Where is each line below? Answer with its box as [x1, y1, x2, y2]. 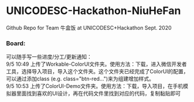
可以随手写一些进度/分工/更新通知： [6, 53, 93, 60]
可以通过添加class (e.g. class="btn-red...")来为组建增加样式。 [6, 75, 154, 83]
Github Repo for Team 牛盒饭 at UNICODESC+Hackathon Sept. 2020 [6, 24, 172, 31]
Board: [6, 39, 26, 47]
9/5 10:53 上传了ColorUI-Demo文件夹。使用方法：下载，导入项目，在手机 [6, 83, 183, 90]
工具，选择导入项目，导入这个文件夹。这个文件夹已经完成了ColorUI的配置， [6, 68, 189, 75]
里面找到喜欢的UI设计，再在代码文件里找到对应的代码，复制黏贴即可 [16, 90, 181, 97]
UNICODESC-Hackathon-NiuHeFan [6, 4, 181, 18]
